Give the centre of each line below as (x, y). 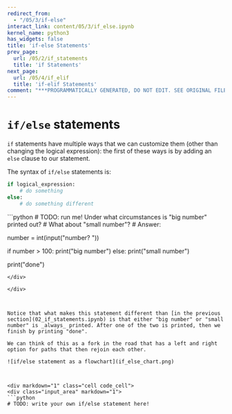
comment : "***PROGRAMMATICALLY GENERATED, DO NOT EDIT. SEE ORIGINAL (109, 90)
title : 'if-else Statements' (49, 46)
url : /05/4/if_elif (41, 78)
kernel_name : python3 (38, 33)
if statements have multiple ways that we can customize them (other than (113, 144)
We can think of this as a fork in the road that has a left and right (112, 343)
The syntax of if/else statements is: (59, 172)
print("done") (26, 264)
